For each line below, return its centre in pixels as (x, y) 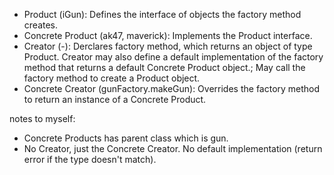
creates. (41, 25)
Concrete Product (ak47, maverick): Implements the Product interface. (168, 35)
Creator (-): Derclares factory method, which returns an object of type (168, 46)
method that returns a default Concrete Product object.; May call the (164, 67)
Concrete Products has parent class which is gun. (126, 138)
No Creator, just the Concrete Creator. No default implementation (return (173, 148)
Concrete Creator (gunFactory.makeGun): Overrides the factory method (172, 88)
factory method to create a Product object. (112, 78)
